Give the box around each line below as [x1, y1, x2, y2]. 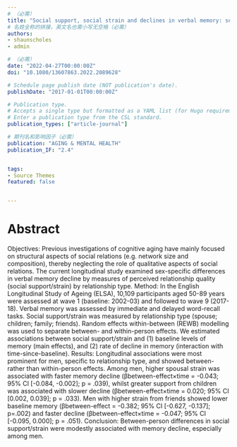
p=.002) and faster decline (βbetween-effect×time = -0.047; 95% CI [7, 410, 207, 418]
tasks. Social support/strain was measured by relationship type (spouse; [7, 312, 218, 321]
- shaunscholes [7, 37, 52, 44]
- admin [7, 43, 30, 50]
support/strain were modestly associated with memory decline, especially [7, 424, 222, 433]
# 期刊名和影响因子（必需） [7, 133, 78, 140]
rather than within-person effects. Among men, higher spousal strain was [7, 365, 220, 373]
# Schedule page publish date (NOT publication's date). [7, 82, 178, 89]
